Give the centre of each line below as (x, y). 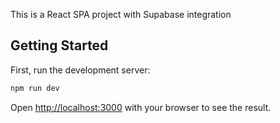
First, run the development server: (80, 70)
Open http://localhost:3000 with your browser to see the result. (141, 107)
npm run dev (35, 88)
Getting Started (59, 45)
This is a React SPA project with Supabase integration (121, 14)
